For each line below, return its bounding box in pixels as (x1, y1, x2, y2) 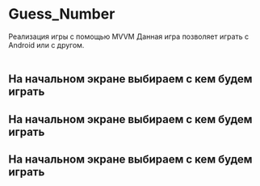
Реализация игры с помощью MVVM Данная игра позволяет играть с (8, 32, 250, 41)
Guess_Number (8, 5, 115, 23)
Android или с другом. (8, 40, 85, 49)
